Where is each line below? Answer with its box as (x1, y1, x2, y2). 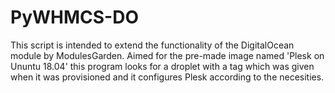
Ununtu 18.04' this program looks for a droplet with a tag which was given (10, 60, 315, 72)
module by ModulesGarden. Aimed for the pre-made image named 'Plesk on (10, 49, 325, 61)
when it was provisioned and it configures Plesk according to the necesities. (10, 71, 325, 83)
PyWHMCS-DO (10, 6, 139, 29)
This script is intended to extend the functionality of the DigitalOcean (10, 39, 295, 51)
